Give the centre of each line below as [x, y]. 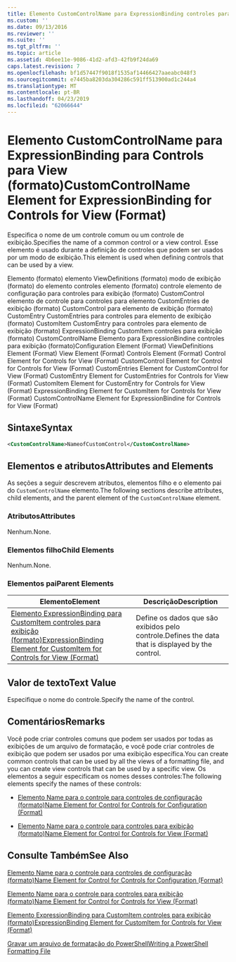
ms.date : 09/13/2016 [38, 27]
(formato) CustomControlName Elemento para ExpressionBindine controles [116, 338]
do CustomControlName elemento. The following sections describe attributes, [116, 491]
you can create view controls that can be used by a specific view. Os [107, 768]
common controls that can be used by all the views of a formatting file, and [116, 761]
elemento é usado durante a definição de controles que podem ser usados [115, 249]
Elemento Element [70, 602]
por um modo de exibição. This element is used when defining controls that [116, 257]
